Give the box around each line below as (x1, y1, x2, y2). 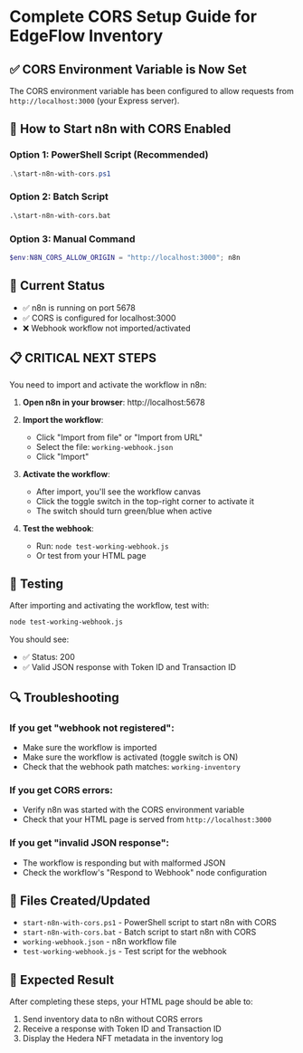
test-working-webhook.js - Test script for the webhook (22, 946, 228, 957)
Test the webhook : (22, 522, 95, 533)
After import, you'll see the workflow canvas (35, 486, 202, 497)
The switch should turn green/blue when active (35, 505, 213, 516)
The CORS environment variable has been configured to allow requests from (9, 86, 294, 96)
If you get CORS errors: (9, 783, 113, 796)
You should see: (9, 634, 70, 645)
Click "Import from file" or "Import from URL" (35, 432, 204, 443)
